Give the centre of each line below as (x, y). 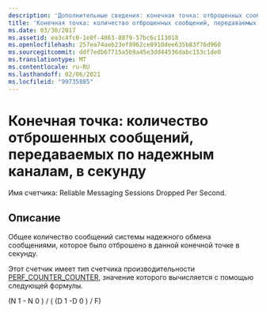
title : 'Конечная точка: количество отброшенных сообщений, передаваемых (133, 23)
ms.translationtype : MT (47, 60)
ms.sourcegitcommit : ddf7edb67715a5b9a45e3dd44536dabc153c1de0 (115, 52)
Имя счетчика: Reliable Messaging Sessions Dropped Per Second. (118, 193)
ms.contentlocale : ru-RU (49, 67)
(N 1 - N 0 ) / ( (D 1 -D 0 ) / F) (55, 301)
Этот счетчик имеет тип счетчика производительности (102, 269)
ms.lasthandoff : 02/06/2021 (55, 74)
